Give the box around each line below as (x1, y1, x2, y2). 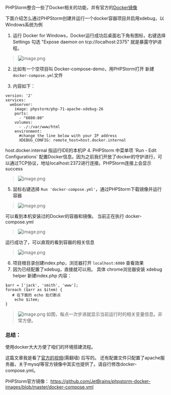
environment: (14, 129, 42, 134)
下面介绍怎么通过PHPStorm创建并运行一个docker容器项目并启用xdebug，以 (5, 15, 164, 21)
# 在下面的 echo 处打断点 (12, 293, 61, 298)
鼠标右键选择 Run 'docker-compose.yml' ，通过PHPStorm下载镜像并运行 (12, 186, 162, 192)
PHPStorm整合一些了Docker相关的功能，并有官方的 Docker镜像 (5, 5, 137, 10)
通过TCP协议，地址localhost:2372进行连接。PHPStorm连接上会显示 (9, 160, 152, 166)
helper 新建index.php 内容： (12, 273, 72, 278)
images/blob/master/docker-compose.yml (5, 384, 94, 390)
